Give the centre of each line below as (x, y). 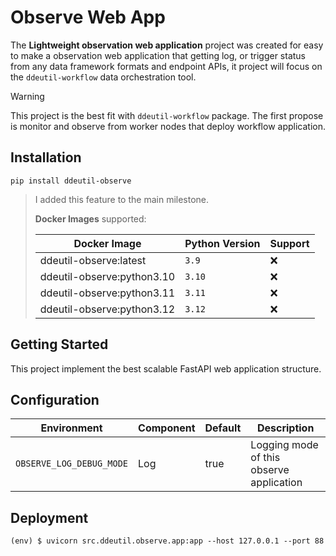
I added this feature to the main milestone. (122, 199)
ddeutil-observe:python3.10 (107, 276)
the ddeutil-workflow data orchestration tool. (103, 77)
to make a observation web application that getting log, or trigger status (158, 55)
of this (265, 458)
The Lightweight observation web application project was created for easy (167, 45)
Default (223, 428)
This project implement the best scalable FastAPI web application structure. (166, 368)
